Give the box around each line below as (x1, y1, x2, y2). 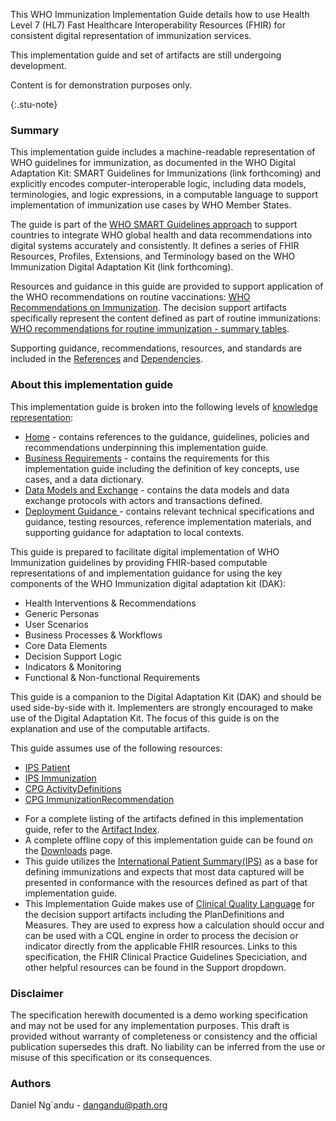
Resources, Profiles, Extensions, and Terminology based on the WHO (10, 250, 296, 263)
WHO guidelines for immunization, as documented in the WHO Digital (10, 157, 296, 169)
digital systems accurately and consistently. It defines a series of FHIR (10, 240, 300, 252)
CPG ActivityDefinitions (24, 782, 122, 794)
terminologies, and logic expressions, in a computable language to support (10, 189, 318, 201)
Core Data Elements (24, 639, 108, 651)
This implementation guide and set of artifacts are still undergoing (10, 49, 282, 61)
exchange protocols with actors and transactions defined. (24, 494, 263, 506)
